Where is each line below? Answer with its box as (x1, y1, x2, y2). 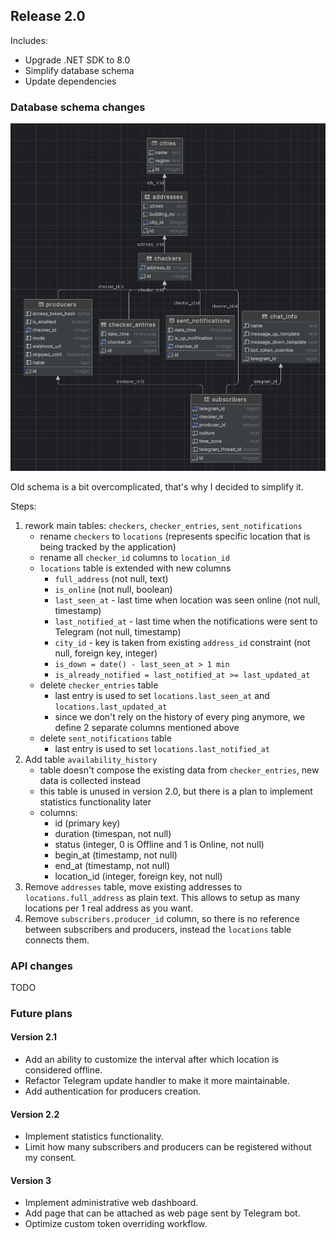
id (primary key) (54, 817, 121, 829)
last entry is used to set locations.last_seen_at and (54, 689, 270, 701)
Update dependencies (24, 75, 117, 87)
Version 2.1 (10, 1031, 58, 1043)
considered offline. (24, 1064, 103, 1076)
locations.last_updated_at (54, 702, 168, 712)
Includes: (10, 34, 48, 46)
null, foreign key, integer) (54, 647, 158, 659)
